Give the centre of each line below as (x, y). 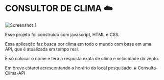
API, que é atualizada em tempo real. (42, 49)
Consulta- (148, 68)
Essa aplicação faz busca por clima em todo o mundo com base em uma (78, 44)
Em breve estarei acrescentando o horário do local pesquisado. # (71, 68)
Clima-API (15, 73)
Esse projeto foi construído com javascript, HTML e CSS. (62, 34)
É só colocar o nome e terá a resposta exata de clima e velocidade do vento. (82, 58)
